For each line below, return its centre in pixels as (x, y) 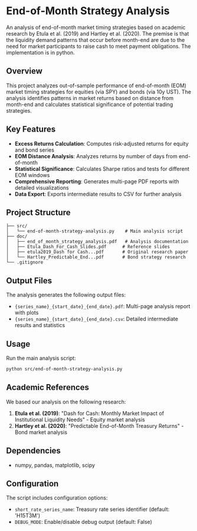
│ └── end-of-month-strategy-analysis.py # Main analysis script (95, 231)
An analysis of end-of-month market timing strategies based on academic (96, 27)
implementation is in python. (40, 52)
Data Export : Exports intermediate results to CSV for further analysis (98, 194)
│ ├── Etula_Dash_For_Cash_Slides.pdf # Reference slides (88, 247)
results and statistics (40, 325)
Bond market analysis (41, 432)
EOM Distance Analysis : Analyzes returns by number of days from (96, 156)
